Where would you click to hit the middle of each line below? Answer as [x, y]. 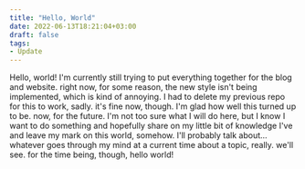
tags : [20, 43]
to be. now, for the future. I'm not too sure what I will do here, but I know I [147, 116]
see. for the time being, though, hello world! [92, 154]
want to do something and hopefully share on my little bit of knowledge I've [151, 126]
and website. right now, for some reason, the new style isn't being [133, 87]
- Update [26, 52]
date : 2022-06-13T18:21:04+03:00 [73, 26]
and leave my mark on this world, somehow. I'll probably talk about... [138, 135]
